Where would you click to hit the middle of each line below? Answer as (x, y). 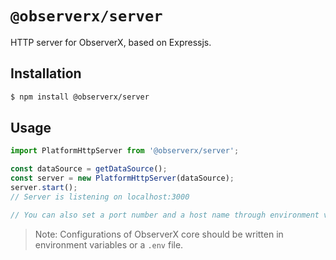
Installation (46, 73)
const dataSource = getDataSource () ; (89, 169)
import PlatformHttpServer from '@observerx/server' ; (125, 151)
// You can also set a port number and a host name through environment (165, 215)
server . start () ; (44, 188)
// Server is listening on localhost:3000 (100, 197)
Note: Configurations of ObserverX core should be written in (159, 234)
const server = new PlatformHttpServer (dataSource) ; (122, 178)
